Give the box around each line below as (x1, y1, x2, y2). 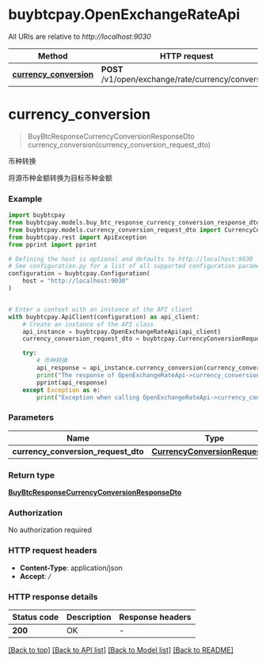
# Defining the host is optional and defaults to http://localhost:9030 (8, 255, 253, 263)
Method (37, 50, 69, 61)
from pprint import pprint (8, 240, 97, 248)
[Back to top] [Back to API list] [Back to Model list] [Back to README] (8, 645, 234, 654)
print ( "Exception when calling (36, 393, 140, 401)
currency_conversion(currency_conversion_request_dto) (27, 140, 211, 149)
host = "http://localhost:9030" (22, 277, 129, 286)
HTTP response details (8, 591, 98, 602)
